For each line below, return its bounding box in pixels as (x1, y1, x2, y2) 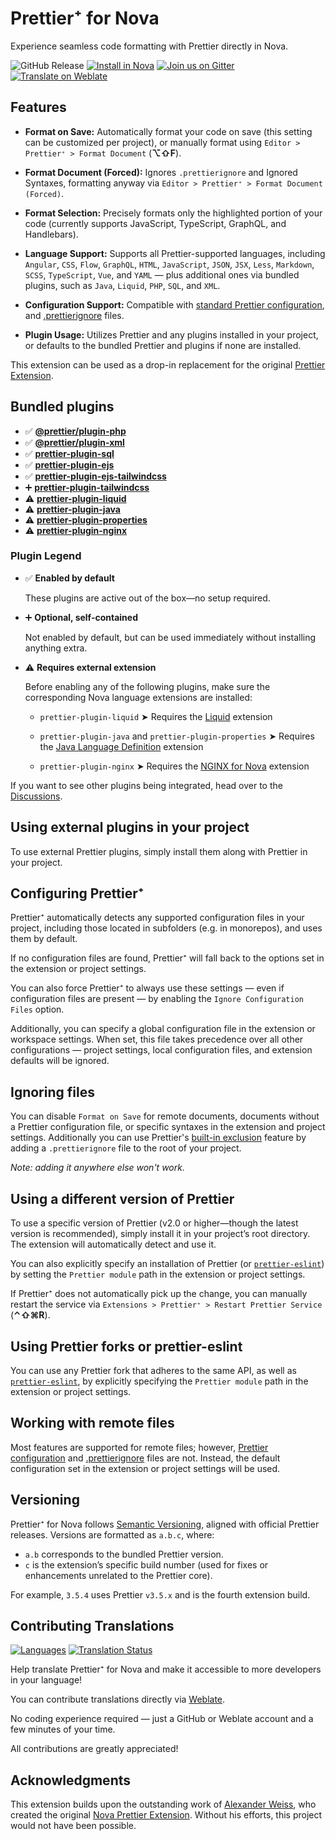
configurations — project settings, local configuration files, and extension (10, 1044, 313, 1056)
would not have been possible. (10, 1820, 137, 1832)
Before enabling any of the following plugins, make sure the (24, 680, 271, 692)
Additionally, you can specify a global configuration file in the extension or (10, 1023, 316, 1035)
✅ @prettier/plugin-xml (24, 436, 125, 448)
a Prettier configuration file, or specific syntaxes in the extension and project (10, 1121, 326, 1133)
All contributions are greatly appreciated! (10, 1743, 179, 1755)
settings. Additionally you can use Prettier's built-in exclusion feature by (10, 1132, 307, 1144)
